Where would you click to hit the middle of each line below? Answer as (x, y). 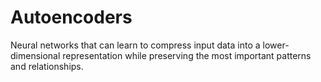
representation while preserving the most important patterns (187, 55)
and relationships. (47, 66)
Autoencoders (71, 17)
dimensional (35, 55)
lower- (276, 45)
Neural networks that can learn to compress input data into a (135, 45)
